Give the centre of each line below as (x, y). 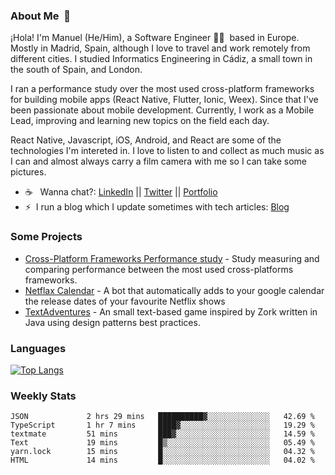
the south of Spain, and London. (76, 70)
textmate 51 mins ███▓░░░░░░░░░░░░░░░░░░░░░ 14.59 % (162, 434)
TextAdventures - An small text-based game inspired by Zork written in (171, 311)
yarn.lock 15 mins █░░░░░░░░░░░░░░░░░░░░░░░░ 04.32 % (162, 452)
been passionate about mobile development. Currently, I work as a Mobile (162, 110)
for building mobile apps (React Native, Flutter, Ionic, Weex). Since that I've (164, 100)
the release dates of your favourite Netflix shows (125, 301)
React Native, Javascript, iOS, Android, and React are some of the (146, 140)
